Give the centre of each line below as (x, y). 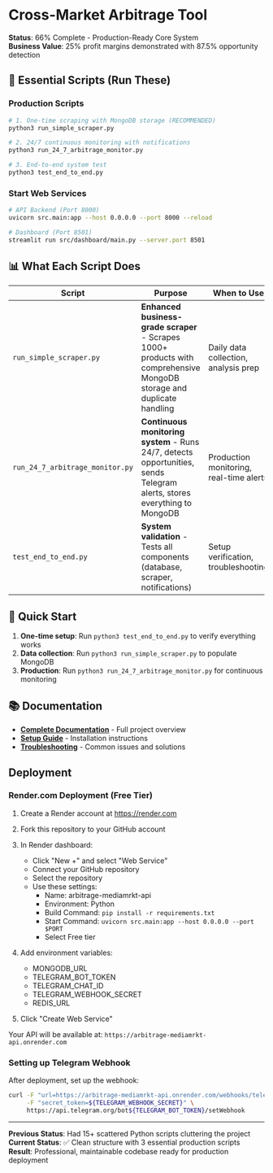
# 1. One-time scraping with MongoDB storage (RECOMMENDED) (113, 120)
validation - (165, 537)
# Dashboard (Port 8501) (50, 232)
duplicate (159, 399)
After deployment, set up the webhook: (74, 1080)
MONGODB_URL (60, 968)
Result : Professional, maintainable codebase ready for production (119, 1151)
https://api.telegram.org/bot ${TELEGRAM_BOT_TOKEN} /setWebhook (136, 1110)
